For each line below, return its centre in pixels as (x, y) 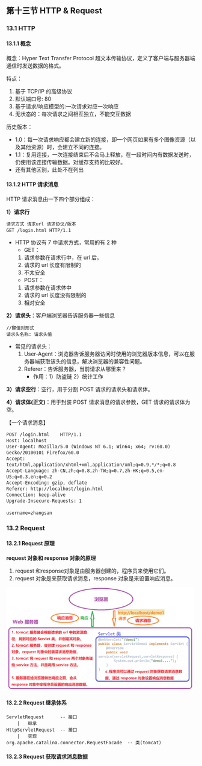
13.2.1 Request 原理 (31, 543)
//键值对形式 (20, 328)
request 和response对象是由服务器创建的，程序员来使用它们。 (92, 571)
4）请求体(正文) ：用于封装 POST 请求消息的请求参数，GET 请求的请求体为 (98, 402)
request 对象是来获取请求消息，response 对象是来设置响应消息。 (95, 578)
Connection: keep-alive (36, 495)
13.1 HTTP (21, 28)
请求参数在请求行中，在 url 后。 (63, 257)
